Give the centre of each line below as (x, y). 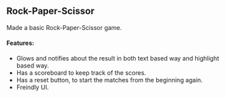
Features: (21, 43)
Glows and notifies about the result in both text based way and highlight (118, 59)
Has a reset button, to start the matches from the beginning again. (110, 80)
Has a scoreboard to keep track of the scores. (81, 73)
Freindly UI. (33, 87)
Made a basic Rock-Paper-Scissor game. (64, 27)
